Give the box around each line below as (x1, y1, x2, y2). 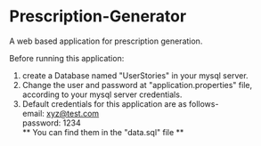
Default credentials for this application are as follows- (21, 98, 219, 109)
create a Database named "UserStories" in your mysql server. (21, 69, 249, 81)
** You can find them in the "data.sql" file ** (21, 126, 184, 137)
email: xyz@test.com (21, 108, 100, 118)
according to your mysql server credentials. (21, 89, 183, 100)
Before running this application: (9, 53, 125, 63)
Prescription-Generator (9, 6, 187, 27)
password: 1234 (21, 118, 82, 128)
